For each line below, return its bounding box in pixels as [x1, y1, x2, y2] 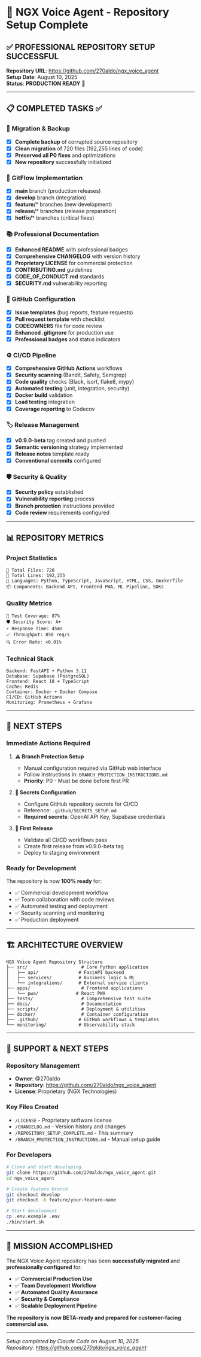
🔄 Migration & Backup [6, 125, 70, 133]
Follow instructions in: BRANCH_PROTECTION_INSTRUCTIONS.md [23, 770, 168, 778]
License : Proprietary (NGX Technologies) [14, 1088, 117, 1095]
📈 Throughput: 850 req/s [6, 632, 70, 637]
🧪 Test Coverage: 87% [6, 613, 60, 619]
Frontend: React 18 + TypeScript [6, 678, 90, 684]
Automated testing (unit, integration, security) [14, 385, 130, 392]
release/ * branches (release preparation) [14, 208, 117, 215]
